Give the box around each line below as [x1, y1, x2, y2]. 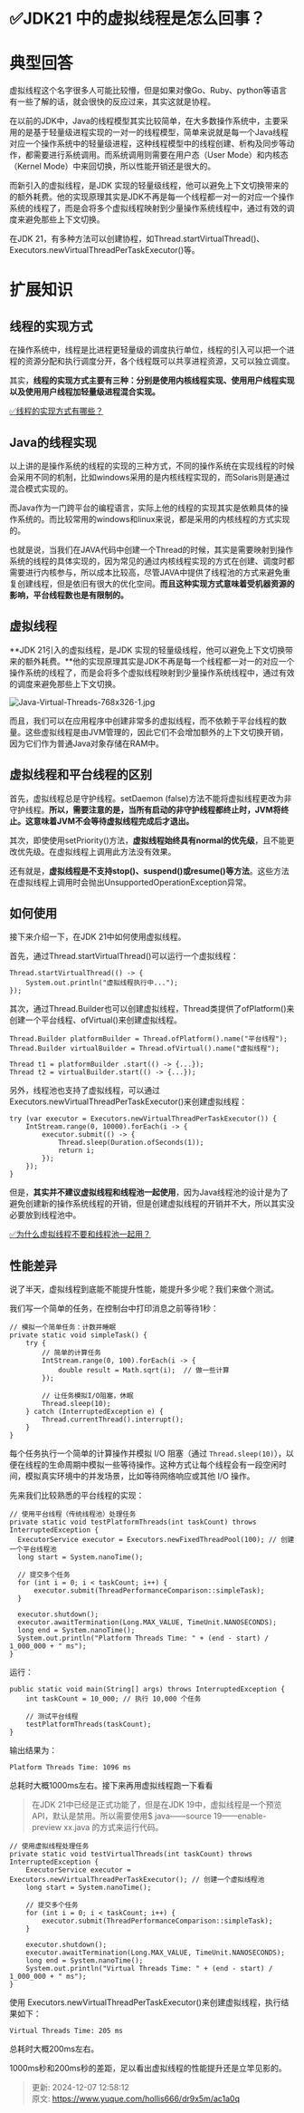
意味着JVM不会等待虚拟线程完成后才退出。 [33, 815, 195, 826]
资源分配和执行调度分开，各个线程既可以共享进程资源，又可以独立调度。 [24, 355, 295, 367]
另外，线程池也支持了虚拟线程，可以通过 [9, 1085, 160, 1096]
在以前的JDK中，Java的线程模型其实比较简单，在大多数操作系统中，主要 [9, 115, 280, 127]
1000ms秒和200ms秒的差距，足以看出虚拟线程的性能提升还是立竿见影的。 [9, 2063, 287, 2074]
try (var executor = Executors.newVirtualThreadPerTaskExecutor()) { [9, 1114, 278, 1124]
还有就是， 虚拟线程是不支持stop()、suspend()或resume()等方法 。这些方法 [9, 865, 290, 876]
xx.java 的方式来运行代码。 [62, 1822, 164, 1833]
